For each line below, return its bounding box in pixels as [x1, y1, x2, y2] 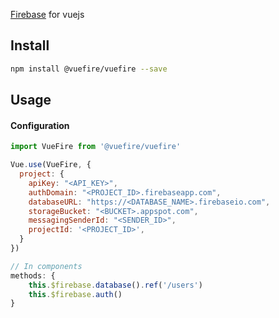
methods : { [10, 270, 56, 281]
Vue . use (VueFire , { [10, 160, 92, 170]
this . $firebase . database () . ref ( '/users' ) [28, 280, 203, 290]
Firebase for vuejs [10, 9, 85, 20]
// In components [10, 261, 83, 271]
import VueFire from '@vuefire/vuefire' [10, 142, 182, 152]
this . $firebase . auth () [28, 289, 123, 299]
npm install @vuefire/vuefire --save [10, 64, 168, 74]
